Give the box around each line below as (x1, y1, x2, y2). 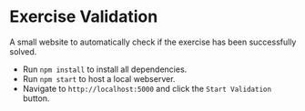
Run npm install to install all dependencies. (22, 64, 188, 75)
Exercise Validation (9, 6, 158, 27)
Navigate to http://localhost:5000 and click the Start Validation (22, 83, 271, 94)
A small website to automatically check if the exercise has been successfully (9, 36, 297, 47)
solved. (9, 45, 37, 56)
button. (22, 93, 50, 104)
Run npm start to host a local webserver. (22, 73, 176, 84)
